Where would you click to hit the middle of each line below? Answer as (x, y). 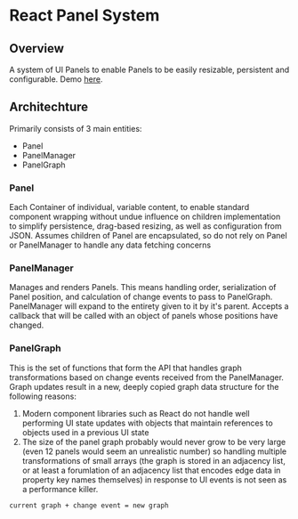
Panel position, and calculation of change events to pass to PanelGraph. (141, 297)
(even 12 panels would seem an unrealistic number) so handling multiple (154, 451)
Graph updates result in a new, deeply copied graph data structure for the (144, 386)
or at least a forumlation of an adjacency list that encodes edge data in (151, 470)
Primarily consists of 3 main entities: (76, 128)
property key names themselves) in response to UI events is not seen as (154, 479)
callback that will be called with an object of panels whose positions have (144, 316)
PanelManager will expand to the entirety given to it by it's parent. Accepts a (149, 306)
